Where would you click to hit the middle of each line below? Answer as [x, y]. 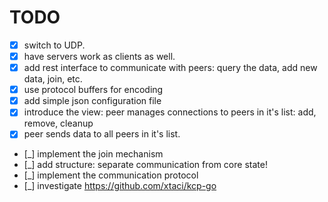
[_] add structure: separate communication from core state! [145, 165]
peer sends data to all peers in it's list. [102, 134]
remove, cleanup [58, 123]
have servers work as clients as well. [99, 56]
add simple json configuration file [92, 101]
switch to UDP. [54, 45]
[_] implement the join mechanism [93, 154]
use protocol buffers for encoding [93, 90]
